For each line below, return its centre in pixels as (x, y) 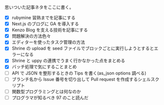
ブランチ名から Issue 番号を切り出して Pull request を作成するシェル (81, 79)
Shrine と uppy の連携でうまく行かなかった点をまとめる (68, 61)
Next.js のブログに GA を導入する (45, 24)
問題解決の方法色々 (31, 36)
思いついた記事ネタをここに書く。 (39, 7)
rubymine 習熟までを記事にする (44, 18)
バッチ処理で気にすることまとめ (44, 67)
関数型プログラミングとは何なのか (46, 91)
